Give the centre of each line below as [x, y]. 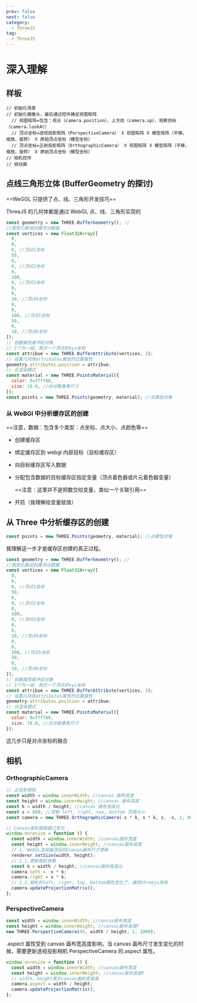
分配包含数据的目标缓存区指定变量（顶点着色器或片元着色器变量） [94, 477]
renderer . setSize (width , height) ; [53, 855]
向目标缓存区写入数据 [40, 465]
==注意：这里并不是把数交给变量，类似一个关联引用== [80, 489]
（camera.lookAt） [28, 127]
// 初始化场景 [21, 108]
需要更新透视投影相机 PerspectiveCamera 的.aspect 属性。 [87, 951]
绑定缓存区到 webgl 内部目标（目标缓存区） [67, 452]
